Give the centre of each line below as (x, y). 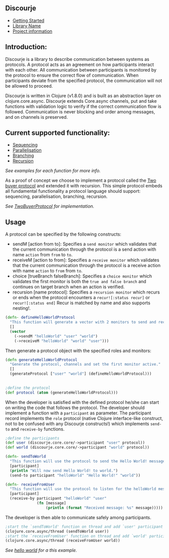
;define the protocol (28, 388)
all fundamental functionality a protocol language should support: (73, 191)
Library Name (27, 26)
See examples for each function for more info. (53, 171)
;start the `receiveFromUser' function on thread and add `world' (76, 536)
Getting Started (28, 20)
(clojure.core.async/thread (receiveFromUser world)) (63, 541)
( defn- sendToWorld (26, 457)
